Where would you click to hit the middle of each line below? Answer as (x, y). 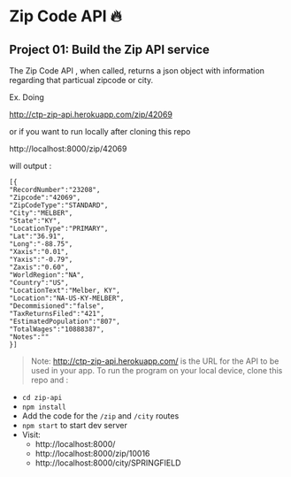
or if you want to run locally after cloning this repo (100, 131)
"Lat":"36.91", (37, 236)
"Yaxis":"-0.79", (41, 259)
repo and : (50, 380)
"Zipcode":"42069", (45, 197)
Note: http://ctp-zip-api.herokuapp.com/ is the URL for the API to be (155, 361)
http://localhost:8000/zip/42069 (68, 149)
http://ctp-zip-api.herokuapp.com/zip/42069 (91, 114)
